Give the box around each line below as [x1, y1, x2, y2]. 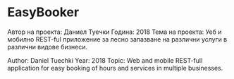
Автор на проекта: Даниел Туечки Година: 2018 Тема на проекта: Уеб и [7, 28, 222, 36]
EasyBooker [7, 4, 80, 20]
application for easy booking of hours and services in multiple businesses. [7, 63, 223, 72]
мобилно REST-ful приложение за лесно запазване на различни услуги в [7, 35, 228, 43]
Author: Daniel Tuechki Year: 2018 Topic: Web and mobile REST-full [7, 56, 203, 64]
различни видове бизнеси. [7, 42, 88, 51]
